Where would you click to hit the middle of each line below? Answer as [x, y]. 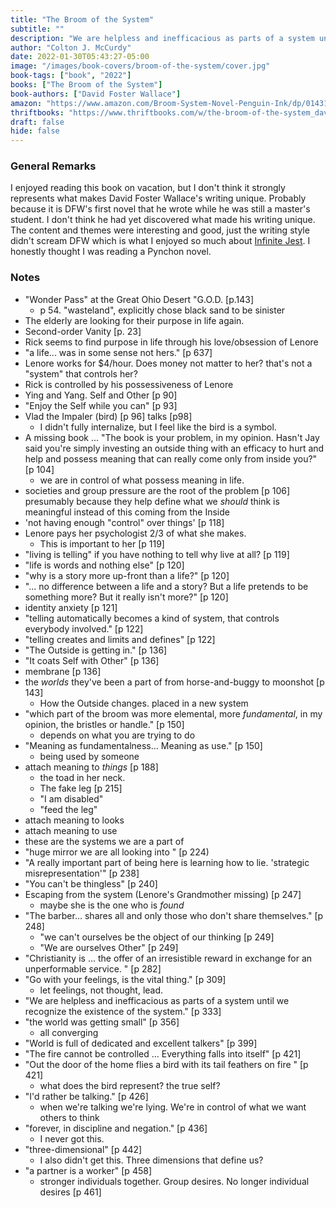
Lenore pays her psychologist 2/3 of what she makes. [135, 533]
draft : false [37, 122]
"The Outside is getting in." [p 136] [96, 650]
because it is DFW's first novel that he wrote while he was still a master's [160, 209]
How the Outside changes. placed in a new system [144, 703]
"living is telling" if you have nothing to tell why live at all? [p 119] [157, 554]
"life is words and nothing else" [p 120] [104, 565]
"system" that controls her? [81, 373]
